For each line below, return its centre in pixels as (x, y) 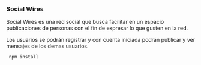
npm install (24, 57)
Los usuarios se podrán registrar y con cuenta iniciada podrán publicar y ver (101, 40)
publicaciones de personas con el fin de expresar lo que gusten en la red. (97, 28)
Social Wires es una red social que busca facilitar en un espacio (85, 22)
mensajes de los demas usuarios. (47, 46)
